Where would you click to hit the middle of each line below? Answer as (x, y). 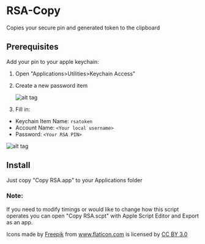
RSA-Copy (34, 11)
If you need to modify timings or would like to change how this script (93, 209)
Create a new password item (51, 85)
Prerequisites (32, 47)
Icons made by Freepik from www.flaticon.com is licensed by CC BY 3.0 (97, 234)
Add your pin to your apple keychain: (53, 61)
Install (18, 165)
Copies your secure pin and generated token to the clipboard (83, 28)
